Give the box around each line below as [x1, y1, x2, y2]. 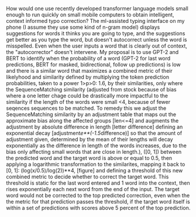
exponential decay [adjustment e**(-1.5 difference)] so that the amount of [6, 130, 183, 137]
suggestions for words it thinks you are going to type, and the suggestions [6, 30, 185, 37]
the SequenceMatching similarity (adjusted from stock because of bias [6, 86, 177, 93]
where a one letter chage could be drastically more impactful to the [6, 92, 169, 99]
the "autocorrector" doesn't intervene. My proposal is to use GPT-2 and [6, 49, 179, 55]
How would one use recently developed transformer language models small [6, 5, 188, 12]
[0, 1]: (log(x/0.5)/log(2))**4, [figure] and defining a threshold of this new [6, 167, 183, 174]
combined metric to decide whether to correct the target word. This [6, 173, 169, 180]
